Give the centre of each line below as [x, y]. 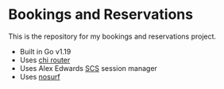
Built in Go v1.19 [45, 51]
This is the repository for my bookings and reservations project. [112, 36]
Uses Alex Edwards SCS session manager [88, 68]
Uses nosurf [40, 76]
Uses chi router [45, 60]
